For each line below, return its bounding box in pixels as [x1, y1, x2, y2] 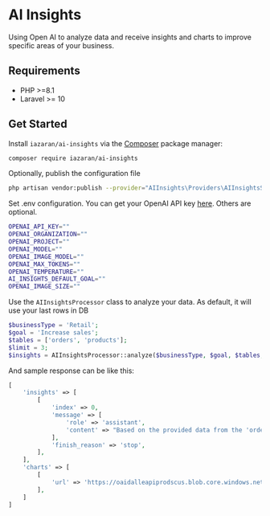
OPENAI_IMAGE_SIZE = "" [8, 283, 81, 291]
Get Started [8, 117, 67, 131]
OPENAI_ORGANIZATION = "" [8, 231, 88, 239]
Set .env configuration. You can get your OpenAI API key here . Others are [8, 199, 252, 208]
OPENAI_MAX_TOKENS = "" [8, 260, 81, 268]
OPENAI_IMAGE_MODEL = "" [8, 252, 84, 260]
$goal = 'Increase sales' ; [8, 329, 99, 337]
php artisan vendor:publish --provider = [8, 184, 146, 192]
